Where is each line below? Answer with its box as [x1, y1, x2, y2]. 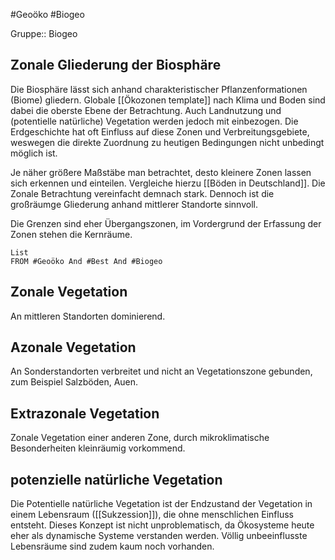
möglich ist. [10, 147, 58, 159]
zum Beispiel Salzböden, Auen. [10, 376, 139, 388]
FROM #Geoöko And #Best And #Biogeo [10, 256, 163, 266]
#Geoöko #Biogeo [10, 9, 85, 20]
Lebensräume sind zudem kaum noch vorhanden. [10, 540, 215, 553]
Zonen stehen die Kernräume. [10, 228, 133, 240]
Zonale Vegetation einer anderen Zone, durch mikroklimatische [10, 432, 270, 444]
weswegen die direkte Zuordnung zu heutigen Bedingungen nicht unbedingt [10, 136, 325, 148]
